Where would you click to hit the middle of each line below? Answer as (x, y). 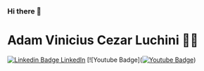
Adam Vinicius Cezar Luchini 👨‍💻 (103, 40)
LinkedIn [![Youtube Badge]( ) (128, 60)
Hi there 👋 (25, 11)
